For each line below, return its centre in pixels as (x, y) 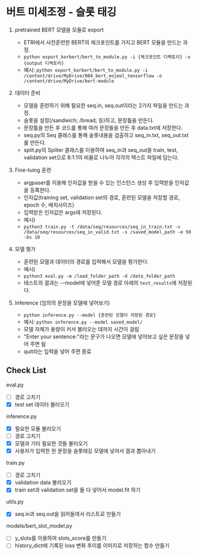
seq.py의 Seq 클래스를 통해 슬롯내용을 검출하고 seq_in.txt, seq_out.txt (106, 135)
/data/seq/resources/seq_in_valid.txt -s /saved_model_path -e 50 (107, 232)
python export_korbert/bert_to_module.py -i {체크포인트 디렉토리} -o (107, 57)
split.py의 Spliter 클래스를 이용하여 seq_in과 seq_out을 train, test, (100, 150)
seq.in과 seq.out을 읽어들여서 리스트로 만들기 (68, 514)
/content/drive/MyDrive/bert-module (69, 81)
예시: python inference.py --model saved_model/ (83, 322)
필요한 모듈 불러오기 (38, 429)
